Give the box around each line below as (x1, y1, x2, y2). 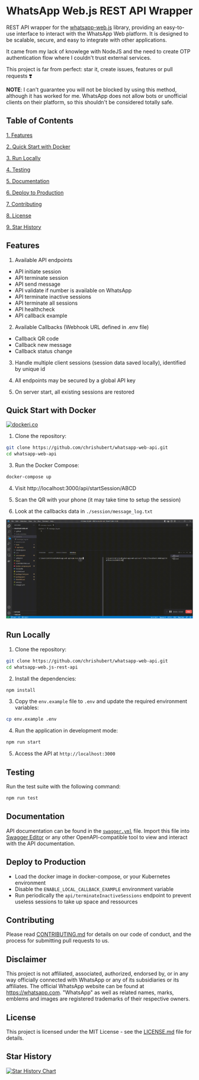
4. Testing (6, 166, 31, 173)
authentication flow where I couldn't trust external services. (6, 54, 152, 61)
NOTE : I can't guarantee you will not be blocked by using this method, (6, 86, 177, 93)
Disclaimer (6, 954, 47, 964)
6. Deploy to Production (6, 188, 64, 196)
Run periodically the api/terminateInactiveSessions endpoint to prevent (14, 892, 191, 899)
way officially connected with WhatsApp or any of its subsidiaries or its (6, 976, 179, 983)
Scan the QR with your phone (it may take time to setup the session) (14, 496, 181, 503)
